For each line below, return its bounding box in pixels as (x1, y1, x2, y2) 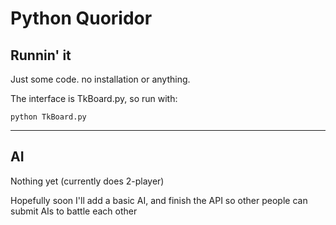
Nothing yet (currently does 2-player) (10, 175, 165, 187)
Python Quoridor (10, 7, 153, 30)
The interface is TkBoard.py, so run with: (10, 93, 178, 104)
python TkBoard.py (10, 112, 87, 122)
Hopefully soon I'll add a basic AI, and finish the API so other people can (10, 194, 308, 206)
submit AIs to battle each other (10, 205, 138, 217)
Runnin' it (10, 47, 72, 64)
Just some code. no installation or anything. (10, 73, 191, 85)
